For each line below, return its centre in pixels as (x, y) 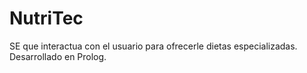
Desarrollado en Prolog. (58, 56)
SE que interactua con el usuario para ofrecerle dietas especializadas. (153, 46)
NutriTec (46, 18)
